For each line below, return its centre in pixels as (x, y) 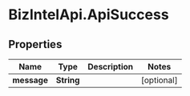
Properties (35, 44)
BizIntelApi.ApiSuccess (89, 15)
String (68, 80)
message (30, 80)
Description (111, 67)
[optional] (159, 80)
